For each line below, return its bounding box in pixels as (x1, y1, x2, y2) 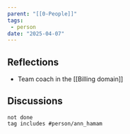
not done (7, 114, 33, 121)
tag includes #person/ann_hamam (7, 120, 102, 127)
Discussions (7, 95, 63, 107)
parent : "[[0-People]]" (7, 10, 78, 18)
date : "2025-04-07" (7, 30, 65, 37)
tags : (7, 17, 23, 24)
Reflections (7, 56, 59, 68)
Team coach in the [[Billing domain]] (17, 75, 124, 83)
